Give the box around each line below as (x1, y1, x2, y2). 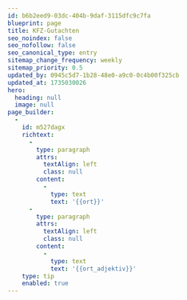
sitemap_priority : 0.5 (7, 64, 83, 72)
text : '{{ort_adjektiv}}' (50, 265, 137, 273)
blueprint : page (7, 19, 62, 27)
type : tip (22, 272, 55, 280)
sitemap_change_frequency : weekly (7, 57, 123, 65)
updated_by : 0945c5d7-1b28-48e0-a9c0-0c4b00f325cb (7, 71, 180, 79)
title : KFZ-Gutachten (7, 26, 80, 34)
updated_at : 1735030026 (7, 78, 87, 86)
